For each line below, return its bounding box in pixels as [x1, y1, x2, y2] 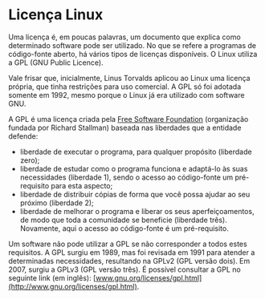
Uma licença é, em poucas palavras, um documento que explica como [8, 32, 241, 42]
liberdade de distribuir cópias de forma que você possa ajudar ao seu [19, 189, 251, 199]
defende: [8, 131, 39, 141]
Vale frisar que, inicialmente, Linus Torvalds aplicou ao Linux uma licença [8, 73, 251, 83]
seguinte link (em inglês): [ [8, 273, 96, 282]
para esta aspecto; [51, 180, 113, 190]
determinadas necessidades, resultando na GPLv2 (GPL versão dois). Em [8, 256, 251, 265]
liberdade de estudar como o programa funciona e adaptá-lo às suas [19, 164, 248, 173]
